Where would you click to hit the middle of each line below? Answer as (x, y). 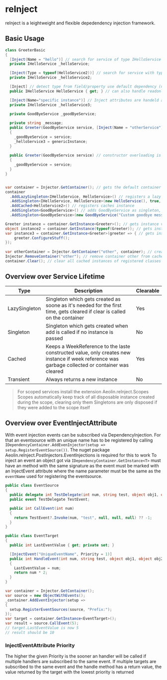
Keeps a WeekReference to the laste (88, 346)
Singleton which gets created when (87, 326)
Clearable (148, 291)
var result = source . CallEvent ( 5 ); (42, 623)
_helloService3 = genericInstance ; (51, 141)
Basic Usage (25, 39)
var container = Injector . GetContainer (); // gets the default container (83, 187)
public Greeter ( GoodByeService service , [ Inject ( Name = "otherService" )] (87, 128)
